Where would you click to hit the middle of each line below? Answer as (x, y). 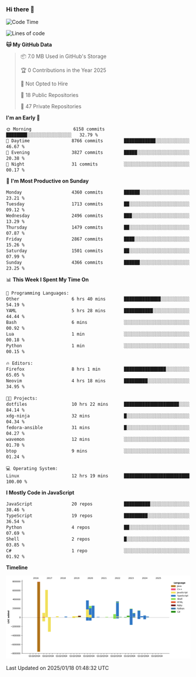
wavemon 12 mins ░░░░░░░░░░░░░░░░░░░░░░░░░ (98, 440)
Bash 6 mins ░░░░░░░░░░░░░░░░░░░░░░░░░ (98, 323)
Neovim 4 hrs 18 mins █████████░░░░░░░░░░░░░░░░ (98, 381)
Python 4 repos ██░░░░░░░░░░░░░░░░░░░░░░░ (98, 528)
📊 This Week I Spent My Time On (47, 279)
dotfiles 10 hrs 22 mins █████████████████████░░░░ (98, 405)
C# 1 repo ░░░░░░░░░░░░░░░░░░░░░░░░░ (98, 551)
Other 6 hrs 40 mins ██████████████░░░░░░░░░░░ (98, 299)
